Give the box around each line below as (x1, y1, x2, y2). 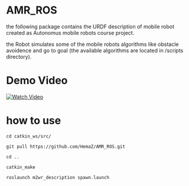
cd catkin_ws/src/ (6, 133, 51, 139)
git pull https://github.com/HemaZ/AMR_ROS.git (6, 144, 126, 150)
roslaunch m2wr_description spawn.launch (6, 174, 110, 180)
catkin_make (6, 164, 35, 170)
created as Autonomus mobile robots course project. (6, 29, 135, 36)
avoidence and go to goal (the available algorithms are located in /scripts (6, 46, 184, 54)
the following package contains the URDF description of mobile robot (6, 23, 175, 30)
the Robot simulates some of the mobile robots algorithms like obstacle (6, 41, 179, 48)
